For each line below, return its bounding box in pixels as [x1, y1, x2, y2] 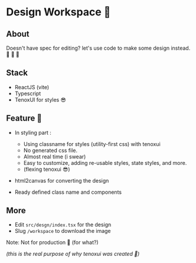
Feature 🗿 [6, 113, 43, 124]
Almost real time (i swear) [23, 153, 86, 160]
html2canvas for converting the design [14, 177, 109, 184]
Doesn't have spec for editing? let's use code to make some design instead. [6, 44, 191, 51]
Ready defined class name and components [14, 189, 122, 196]
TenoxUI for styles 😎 [14, 96, 67, 103]
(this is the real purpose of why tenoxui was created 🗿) [6, 251, 140, 258]
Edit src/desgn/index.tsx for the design [14, 221, 112, 228]
